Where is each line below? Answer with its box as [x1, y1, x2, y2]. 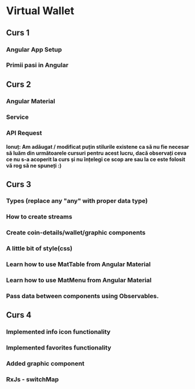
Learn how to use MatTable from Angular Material [6, 260, 151, 269]
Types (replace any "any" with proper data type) [6, 197, 148, 205]
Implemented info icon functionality [6, 328, 111, 336]
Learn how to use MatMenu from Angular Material [6, 276, 152, 285]
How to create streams [6, 213, 72, 221]
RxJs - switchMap [6, 375, 59, 384]
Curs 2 [6, 79, 31, 89]
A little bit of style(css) [6, 244, 72, 253]
